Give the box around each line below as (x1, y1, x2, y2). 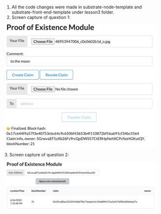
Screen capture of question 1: (11, 15, 71, 20)
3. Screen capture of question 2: (4, 152, 69, 158)
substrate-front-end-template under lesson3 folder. (11, 9, 115, 15)
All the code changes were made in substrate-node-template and (11, 4, 142, 10)
